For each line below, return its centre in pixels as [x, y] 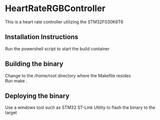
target [11, 113]
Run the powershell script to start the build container [57, 48]
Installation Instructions [42, 37]
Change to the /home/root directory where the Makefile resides [68, 75]
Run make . [16, 81]
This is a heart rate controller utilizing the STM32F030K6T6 [64, 22]
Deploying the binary [37, 96]
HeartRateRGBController [55, 8]
